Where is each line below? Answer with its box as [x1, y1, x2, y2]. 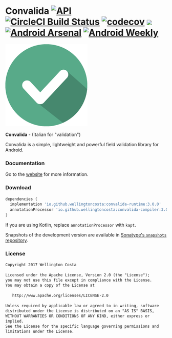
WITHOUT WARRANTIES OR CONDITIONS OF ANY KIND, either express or [5, 313, 150, 319]
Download [5, 184, 32, 191]
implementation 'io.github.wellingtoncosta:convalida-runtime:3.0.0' [10, 202, 161, 207]
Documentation [5, 160, 45, 167]
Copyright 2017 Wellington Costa [5, 262, 77, 268]
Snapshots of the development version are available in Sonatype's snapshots [5, 232, 167, 238]
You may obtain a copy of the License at [5, 283, 95, 288]
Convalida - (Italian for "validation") [5, 131, 81, 137]
